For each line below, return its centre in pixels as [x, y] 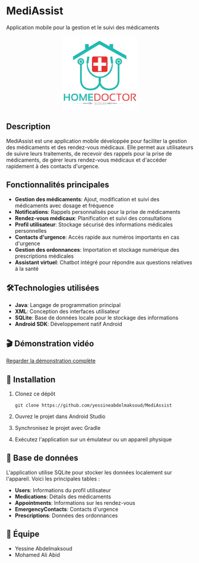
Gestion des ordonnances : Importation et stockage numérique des [97, 249]
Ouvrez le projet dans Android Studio [60, 416]
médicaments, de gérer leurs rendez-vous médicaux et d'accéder [87, 160]
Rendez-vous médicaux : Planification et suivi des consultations [93, 218]
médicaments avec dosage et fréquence [64, 205]
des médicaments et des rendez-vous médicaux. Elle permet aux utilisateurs [100, 147]
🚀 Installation [31, 379]
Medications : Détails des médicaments [63, 496]
